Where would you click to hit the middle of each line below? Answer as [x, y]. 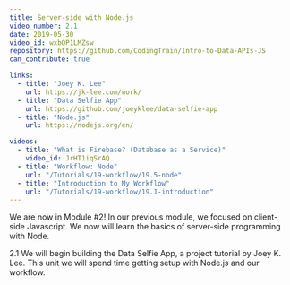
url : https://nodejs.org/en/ [80, 125]
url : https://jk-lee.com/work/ [84, 92]
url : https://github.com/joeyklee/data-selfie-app [122, 108]
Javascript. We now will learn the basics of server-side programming [154, 227]
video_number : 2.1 [43, 26]
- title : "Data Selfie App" [70, 100]
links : [21, 76]
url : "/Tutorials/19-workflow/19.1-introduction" [120, 192]
